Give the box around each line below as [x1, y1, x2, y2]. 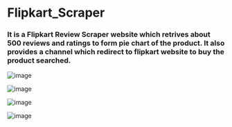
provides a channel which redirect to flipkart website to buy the [7, 47, 225, 57]
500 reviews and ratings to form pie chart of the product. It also [7, 38, 225, 48]
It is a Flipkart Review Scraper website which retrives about [7, 30, 211, 40]
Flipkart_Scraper [7, 5, 105, 21]
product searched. [7, 56, 71, 65]
